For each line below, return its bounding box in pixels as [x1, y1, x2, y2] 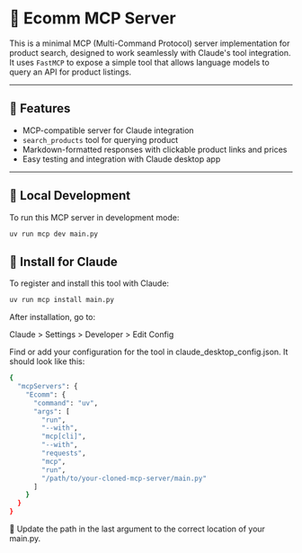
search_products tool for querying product [22, 134, 179, 145]
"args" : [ [32, 406, 70, 416]
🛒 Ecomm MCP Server [9, 8, 177, 29]
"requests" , [41, 449, 87, 458]
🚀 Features [9, 101, 71, 116]
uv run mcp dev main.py [9, 229, 99, 238]
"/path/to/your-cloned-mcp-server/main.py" [41, 474, 207, 483]
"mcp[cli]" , [41, 432, 87, 442]
